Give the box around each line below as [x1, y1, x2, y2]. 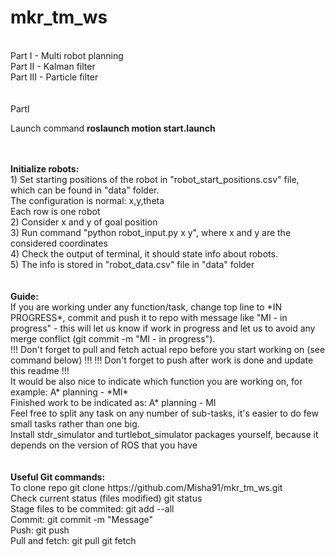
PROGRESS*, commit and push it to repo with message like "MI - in [10, 311, 288, 323]
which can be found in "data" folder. [10, 184, 160, 196]
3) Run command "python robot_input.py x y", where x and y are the [10, 226, 292, 238]
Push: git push [10, 524, 70, 536]
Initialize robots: [10, 162, 80, 175]
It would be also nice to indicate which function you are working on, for [10, 375, 303, 387]
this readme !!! [10, 364, 70, 376]
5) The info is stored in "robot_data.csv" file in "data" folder [10, 258, 255, 270]
